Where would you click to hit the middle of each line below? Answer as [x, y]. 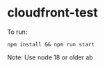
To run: [17, 32]
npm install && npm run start [51, 44]
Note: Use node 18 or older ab [50, 57]
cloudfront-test [53, 13]
